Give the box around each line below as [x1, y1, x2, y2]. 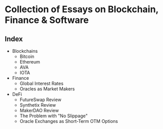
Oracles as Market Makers [19, 86, 75, 92]
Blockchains [12, 48, 38, 54]
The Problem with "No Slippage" [19, 113, 88, 119]
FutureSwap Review [19, 96, 61, 103]
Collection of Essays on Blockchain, [5, 4, 158, 15]
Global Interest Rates [19, 80, 64, 86]
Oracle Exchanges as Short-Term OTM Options [19, 118, 118, 124]
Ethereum [19, 59, 40, 64]
